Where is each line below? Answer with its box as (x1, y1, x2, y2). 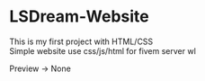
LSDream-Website (9, 6, 150, 27)
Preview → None (9, 63, 72, 74)
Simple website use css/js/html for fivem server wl (9, 45, 196, 56)
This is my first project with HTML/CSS (9, 36, 154, 47)
